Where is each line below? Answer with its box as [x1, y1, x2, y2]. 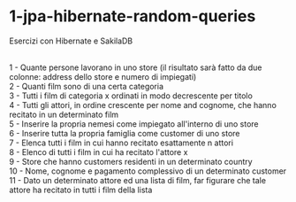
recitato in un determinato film [9, 109, 119, 120]
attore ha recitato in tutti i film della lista [9, 184, 153, 195]
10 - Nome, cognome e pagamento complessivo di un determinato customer [9, 166, 287, 176]
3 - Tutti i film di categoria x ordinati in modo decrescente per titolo [9, 90, 254, 101]
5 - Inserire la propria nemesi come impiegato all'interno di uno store [9, 118, 259, 129]
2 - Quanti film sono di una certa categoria [9, 81, 164, 91]
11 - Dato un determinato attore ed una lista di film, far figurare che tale [9, 175, 267, 185]
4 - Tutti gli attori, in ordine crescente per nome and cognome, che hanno [9, 99, 277, 110]
